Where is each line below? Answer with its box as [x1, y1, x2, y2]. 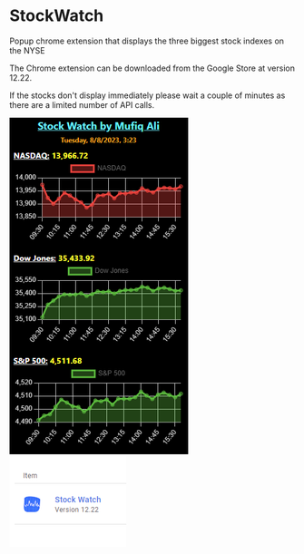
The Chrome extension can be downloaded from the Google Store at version [9, 63, 295, 73]
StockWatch [9, 5, 104, 26]
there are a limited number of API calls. [9, 99, 155, 110]
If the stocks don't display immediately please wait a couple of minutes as [9, 90, 286, 101]
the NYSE [9, 44, 45, 55]
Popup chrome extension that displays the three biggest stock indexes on [9, 35, 284, 46]
